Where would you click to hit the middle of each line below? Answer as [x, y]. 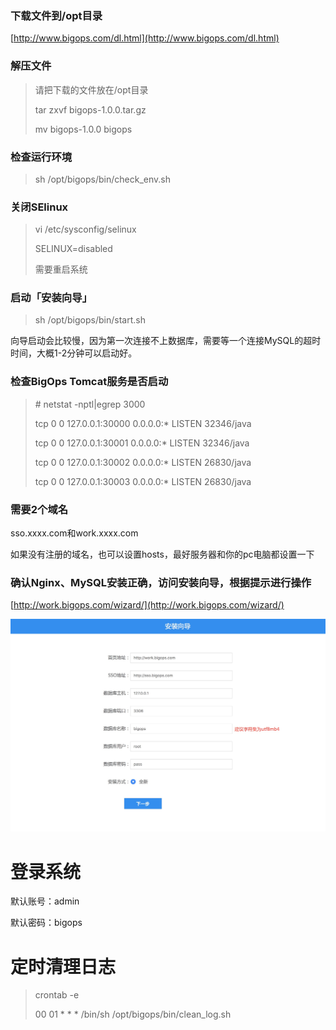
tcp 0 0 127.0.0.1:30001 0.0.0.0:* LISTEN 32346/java [142, 443]
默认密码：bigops [46, 923]
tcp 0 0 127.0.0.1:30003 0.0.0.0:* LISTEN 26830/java [143, 481]
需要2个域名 [39, 509]
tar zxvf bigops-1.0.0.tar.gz [90, 109]
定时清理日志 [63, 966]
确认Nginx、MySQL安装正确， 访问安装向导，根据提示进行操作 [161, 582]
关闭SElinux [39, 207]
